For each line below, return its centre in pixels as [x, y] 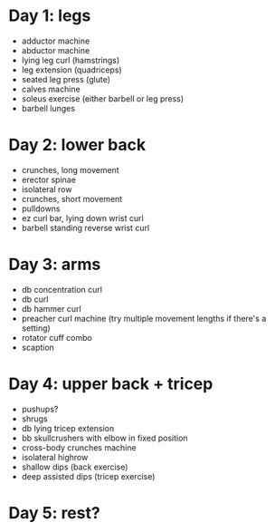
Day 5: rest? [54, 513]
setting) [36, 328]
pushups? [40, 409]
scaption [38, 347]
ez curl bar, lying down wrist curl [82, 218]
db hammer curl [52, 308]
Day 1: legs [50, 16]
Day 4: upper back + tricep [111, 384]
